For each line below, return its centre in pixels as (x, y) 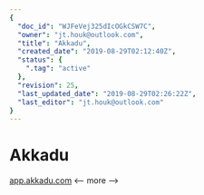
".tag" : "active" (58, 69)
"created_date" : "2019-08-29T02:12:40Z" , (97, 52)
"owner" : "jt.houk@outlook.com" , (81, 34)
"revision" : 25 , (48, 85)
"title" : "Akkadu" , (54, 43)
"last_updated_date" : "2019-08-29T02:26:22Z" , (107, 93)
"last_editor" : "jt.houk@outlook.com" (91, 102)
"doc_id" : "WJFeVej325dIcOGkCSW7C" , (87, 26)
